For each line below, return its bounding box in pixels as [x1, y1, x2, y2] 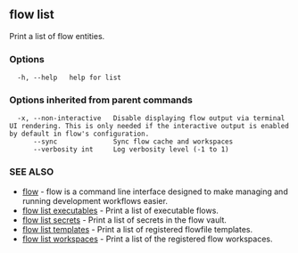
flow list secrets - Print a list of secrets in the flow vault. [21, 214, 228, 225]
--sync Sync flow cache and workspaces [32, 137, 234, 146]
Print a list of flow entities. [9, 30, 105, 41]
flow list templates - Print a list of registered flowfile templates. [21, 224, 252, 234]
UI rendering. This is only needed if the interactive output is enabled [9, 122, 290, 131]
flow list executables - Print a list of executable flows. [21, 205, 219, 216]
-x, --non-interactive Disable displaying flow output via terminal [17, 114, 286, 123]
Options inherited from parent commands [9, 94, 194, 106]
